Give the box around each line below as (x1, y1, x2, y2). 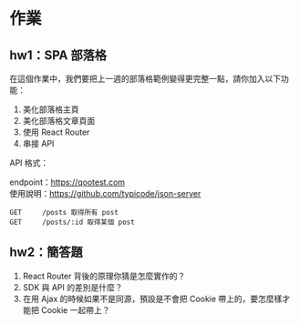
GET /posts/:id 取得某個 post (9, 218, 135, 227)
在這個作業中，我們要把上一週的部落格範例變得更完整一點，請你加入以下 (9, 74, 281, 84)
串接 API (22, 138, 55, 148)
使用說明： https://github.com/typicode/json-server (9, 188, 201, 198)
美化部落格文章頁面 (22, 116, 96, 126)
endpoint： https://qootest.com (9, 177, 126, 187)
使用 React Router (22, 127, 90, 137)
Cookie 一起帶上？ (40, 304, 110, 315)
